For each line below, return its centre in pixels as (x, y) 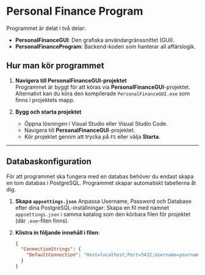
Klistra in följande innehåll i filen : (57, 232)
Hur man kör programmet (56, 66)
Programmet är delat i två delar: (46, 28)
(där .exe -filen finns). (42, 221)
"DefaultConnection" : (54, 255)
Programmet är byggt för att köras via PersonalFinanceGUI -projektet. (103, 87)
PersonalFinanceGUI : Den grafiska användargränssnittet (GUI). (95, 40)
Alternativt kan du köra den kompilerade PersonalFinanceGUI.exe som (103, 94)
